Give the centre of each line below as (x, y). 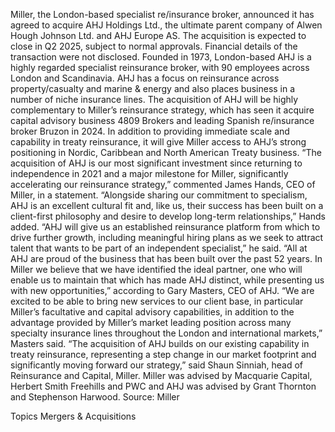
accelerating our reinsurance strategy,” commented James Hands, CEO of (163, 184)
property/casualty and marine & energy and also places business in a (153, 88)
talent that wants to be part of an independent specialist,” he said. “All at (159, 248)
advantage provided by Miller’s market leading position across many (151, 322)
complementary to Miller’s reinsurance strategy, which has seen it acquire (162, 110)
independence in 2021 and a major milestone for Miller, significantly (149, 173)
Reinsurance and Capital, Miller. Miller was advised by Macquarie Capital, (161, 375)
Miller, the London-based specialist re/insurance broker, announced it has (162, 14)
